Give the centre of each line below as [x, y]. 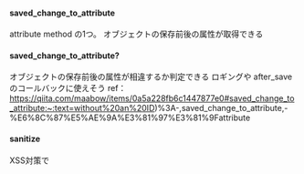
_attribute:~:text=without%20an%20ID [82, 108]
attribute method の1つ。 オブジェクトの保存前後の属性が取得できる [136, 34]
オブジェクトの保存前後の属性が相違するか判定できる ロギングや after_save [151, 77]
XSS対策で [30, 160]
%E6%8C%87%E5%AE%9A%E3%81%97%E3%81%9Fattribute [130, 118]
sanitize [25, 138]
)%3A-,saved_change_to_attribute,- [221, 108]
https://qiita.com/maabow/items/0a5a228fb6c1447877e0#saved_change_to [152, 98]
